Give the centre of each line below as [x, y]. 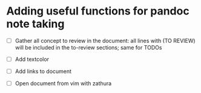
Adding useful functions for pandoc [98, 11]
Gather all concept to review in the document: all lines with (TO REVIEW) [105, 40]
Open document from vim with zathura [63, 83]
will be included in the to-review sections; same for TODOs [88, 47]
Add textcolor [32, 59]
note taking [35, 24]
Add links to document [43, 71]
